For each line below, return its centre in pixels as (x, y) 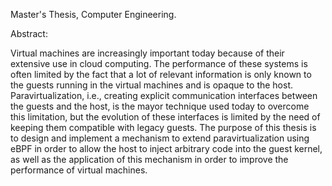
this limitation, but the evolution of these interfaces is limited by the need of (165, 117)
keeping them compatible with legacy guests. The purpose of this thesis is (163, 127)
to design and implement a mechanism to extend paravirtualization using (160, 138)
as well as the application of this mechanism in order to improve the (149, 159)
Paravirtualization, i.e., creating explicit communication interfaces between (164, 95)
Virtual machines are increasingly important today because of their (147, 53)
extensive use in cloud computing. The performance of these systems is (159, 63)
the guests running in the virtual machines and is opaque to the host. (152, 85)
